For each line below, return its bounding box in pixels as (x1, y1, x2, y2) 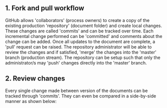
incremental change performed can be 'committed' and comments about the (5, 33, 163, 39)
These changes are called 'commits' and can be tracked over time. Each (5, 27, 154, 34)
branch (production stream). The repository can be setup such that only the (5, 54, 161, 60)
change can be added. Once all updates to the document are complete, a (5, 38, 156, 44)
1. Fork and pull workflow (5, 4, 85, 12)
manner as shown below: (5, 98, 57, 104)
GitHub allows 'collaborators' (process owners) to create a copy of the (5, 17, 150, 23)
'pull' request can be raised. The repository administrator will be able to (5, 43, 152, 49)
